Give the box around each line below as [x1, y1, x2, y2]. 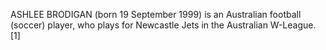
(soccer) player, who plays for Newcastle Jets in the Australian [10, 19, 268, 31]
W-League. [269, 19, 317, 31]
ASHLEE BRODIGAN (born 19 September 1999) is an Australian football [10, 9, 302, 20]
